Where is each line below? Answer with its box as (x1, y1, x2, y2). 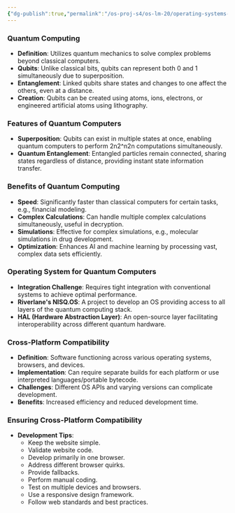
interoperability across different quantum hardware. (17, 319, 166, 328)
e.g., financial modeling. (17, 205, 87, 213)
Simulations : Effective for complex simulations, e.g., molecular (17, 227, 199, 236)
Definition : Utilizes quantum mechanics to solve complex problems (17, 49, 211, 57)
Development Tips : (17, 431, 74, 440)
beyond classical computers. (17, 57, 101, 65)
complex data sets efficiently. (17, 250, 103, 258)
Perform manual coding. (27, 476, 98, 484)
